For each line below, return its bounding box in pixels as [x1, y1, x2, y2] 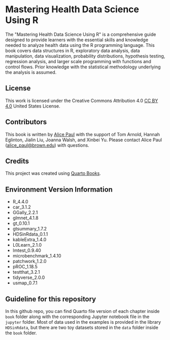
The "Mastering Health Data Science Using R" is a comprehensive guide [5, 31, 156, 37]
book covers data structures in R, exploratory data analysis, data [5, 47, 141, 54]
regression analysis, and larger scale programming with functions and [5, 58, 151, 64]
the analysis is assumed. [5, 69, 57, 75]
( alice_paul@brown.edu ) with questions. [5, 142, 90, 148]
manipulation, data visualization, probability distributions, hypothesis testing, [5, 53, 165, 59]
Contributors [5, 118, 47, 126]
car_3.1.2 [12, 204, 31, 210]
